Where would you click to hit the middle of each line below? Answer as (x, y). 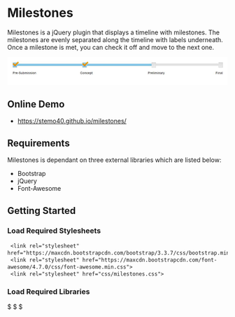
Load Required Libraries (49, 291)
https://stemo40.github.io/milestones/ (72, 121)
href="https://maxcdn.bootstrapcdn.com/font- (150, 260)
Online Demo (36, 104)
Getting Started (42, 211)
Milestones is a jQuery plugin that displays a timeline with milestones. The (114, 32)
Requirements (38, 143)
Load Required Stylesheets (54, 231)
